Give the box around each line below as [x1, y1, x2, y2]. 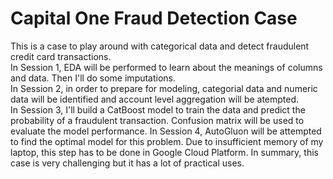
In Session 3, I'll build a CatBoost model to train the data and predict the [10, 103, 306, 116]
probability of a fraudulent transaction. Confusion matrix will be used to [10, 114, 305, 126]
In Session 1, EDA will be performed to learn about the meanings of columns [10, 61, 323, 73]
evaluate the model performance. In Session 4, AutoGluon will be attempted [10, 125, 322, 137]
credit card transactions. [10, 50, 112, 62]
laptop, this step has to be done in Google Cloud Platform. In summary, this [10, 146, 319, 158]
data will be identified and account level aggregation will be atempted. [10, 93, 300, 105]
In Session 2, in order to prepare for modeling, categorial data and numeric [10, 82, 318, 94]
